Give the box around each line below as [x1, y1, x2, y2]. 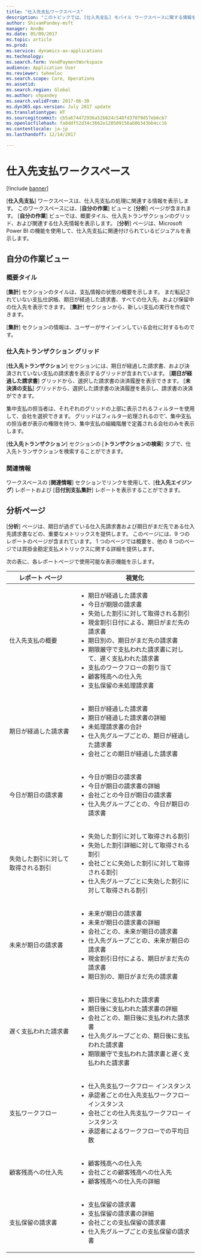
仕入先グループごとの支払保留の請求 [87, 1227, 190, 1236]
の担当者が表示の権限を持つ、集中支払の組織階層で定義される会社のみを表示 [6, 419, 195, 427]
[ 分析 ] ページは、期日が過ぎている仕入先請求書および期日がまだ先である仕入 [6, 523, 195, 530]
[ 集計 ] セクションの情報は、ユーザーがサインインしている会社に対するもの [6, 323, 190, 331]
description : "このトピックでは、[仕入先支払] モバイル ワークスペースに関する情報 [6, 14, 192, 20]
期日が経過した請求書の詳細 [87, 714, 166, 722]
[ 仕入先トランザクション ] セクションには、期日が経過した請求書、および [6, 362, 185, 369]
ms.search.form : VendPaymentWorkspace [6, 59, 103, 65]
